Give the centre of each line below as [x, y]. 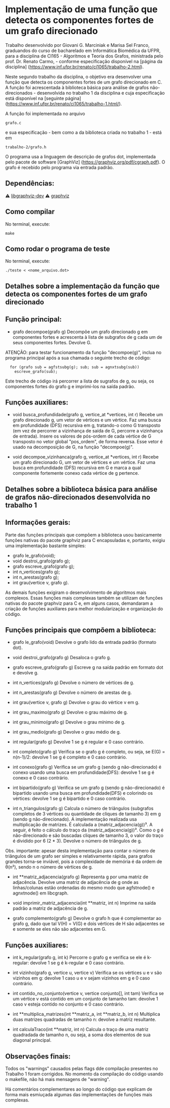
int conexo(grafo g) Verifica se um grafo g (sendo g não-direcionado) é [87, 767]
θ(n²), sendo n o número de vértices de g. [49, 867]
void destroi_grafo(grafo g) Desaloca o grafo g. [62, 658]
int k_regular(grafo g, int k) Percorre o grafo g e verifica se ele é [79, 957]
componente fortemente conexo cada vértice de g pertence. [76, 473]
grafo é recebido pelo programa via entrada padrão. [60, 167]
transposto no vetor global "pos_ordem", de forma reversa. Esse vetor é [88, 442]
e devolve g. [26, 673]
